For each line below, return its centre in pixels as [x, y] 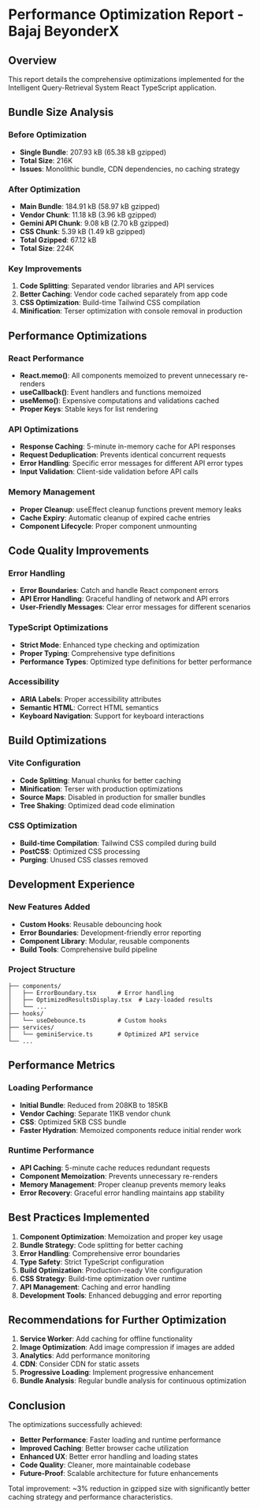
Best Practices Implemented [79, 1218]
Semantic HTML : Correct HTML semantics [89, 707]
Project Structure [42, 970]
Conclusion [37, 1405]
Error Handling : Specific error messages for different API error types [131, 464]
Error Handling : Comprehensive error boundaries [100, 1253]
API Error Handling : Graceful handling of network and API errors [124, 599]
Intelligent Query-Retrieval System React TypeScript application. [112, 88]
